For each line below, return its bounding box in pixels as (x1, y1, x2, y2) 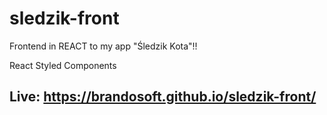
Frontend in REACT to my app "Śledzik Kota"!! (9, 40, 198, 52)
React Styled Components (9, 59, 117, 71)
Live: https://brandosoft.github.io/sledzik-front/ (9, 88, 317, 106)
